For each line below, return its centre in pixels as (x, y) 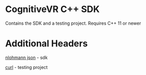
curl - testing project (26, 67)
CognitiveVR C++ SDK (52, 9)
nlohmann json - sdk (26, 57)
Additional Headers (47, 44)
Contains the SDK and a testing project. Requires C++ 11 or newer (73, 23)
